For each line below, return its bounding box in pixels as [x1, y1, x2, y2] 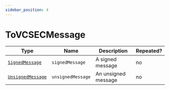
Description [98, 47, 128, 54]
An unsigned [95, 70, 125, 77]
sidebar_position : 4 [5, 7, 49, 13]
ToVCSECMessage [5, 29, 86, 40]
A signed [95, 56, 117, 63]
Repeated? [136, 47, 162, 54]
